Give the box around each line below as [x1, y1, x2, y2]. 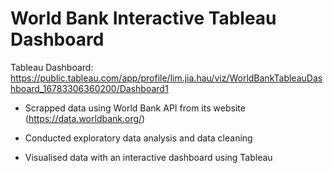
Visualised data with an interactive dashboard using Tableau [24, 151, 273, 163]
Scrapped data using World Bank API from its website [24, 102, 246, 114]
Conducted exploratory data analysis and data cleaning [24, 132, 253, 144]
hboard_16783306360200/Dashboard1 [10, 82, 169, 94]
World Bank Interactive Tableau [10, 7, 277, 30]
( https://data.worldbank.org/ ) [24, 112, 146, 124]
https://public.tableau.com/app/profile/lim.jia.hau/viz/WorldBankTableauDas [10, 72, 323, 84]
